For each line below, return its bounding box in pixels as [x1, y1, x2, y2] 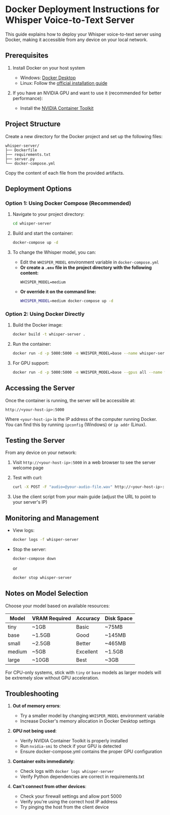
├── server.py [5, 156, 35, 161]
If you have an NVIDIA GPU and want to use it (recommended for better [12, 90, 162, 96]
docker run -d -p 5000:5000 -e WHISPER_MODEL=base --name [12, 351, 138, 356]
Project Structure [5, 120, 61, 128]
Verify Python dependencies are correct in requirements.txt [20, 773, 145, 780]
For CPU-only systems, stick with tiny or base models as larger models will [5, 669, 161, 675]
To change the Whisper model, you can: [12, 249, 96, 255]
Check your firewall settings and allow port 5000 [20, 793, 122, 799]
